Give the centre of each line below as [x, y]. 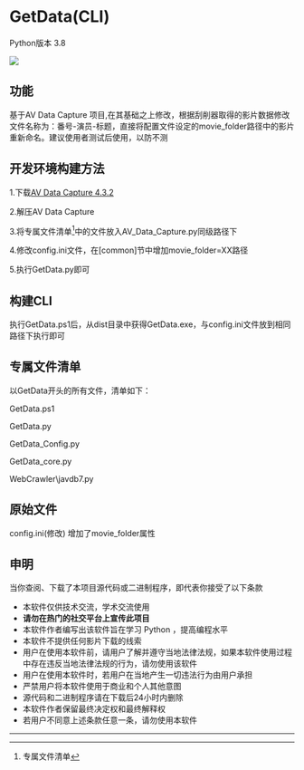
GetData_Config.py [44, 443]
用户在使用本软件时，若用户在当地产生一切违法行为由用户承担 [138, 675]
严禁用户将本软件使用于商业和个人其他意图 [102, 687]
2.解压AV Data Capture [52, 211]
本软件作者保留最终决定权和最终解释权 [94, 709]
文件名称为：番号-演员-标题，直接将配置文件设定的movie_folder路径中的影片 [152, 126]
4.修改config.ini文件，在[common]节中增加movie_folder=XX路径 [129, 250]
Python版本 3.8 [38, 43]
